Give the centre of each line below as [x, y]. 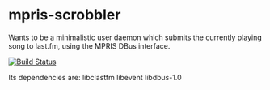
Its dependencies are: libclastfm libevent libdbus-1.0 [95, 77]
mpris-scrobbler [65, 15]
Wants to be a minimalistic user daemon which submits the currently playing [135, 37]
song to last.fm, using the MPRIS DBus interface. [89, 45]
